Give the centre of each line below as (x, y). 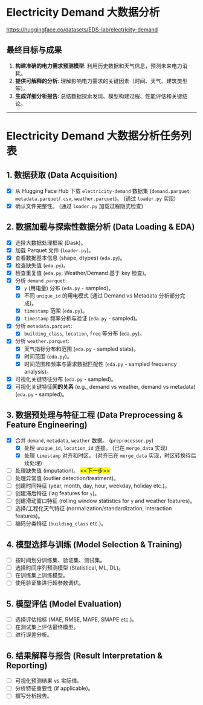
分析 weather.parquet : (42, 341)
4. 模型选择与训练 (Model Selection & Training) (94, 544)
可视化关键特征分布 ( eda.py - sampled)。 (66, 379)
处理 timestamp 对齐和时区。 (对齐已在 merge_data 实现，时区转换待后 (110, 455)
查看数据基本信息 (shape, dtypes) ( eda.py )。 (70, 258)
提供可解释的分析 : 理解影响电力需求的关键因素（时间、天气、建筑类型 (101, 81)
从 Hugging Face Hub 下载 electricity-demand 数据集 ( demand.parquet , (103, 190)
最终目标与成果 (34, 50)
